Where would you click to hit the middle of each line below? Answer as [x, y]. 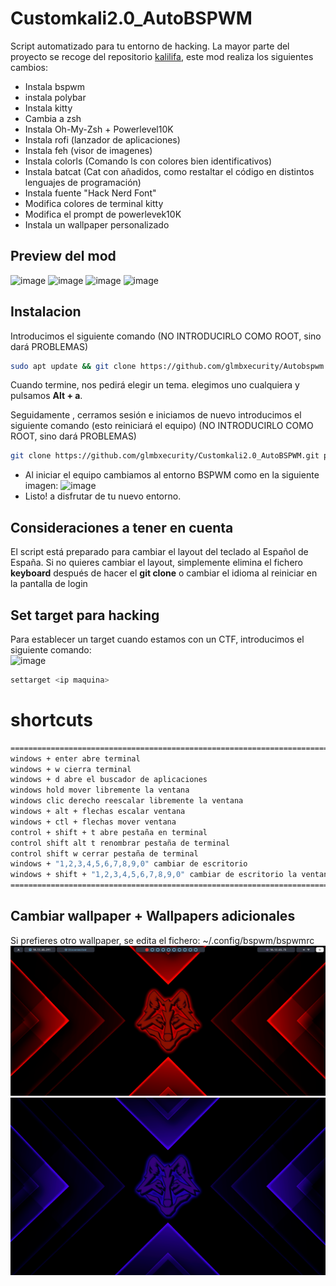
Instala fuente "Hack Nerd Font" [90, 193]
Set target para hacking [85, 615]
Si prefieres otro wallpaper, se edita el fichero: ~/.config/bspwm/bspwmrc [162, 940]
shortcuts [51, 720]
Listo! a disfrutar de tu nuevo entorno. [103, 496]
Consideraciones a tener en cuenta [122, 527]
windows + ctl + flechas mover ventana [93, 822]
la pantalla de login [49, 584]
